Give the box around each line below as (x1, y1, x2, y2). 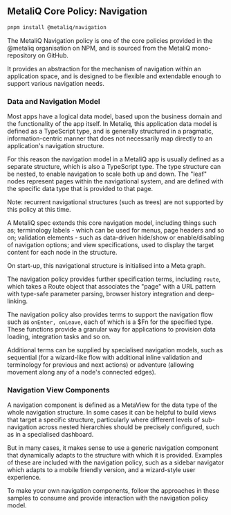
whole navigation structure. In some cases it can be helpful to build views (7, 408, 216, 417)
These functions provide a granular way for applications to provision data (7, 325, 216, 333)
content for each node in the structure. (7, 248, 118, 256)
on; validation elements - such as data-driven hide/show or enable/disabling (7, 233, 225, 242)
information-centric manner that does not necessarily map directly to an (7, 134, 213, 143)
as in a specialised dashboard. (7, 431, 94, 439)
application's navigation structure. (7, 141, 104, 150)
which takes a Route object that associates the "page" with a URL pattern (7, 282, 216, 290)
